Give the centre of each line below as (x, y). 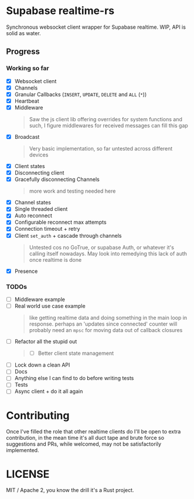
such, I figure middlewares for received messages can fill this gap (109, 125)
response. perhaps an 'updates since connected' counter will (103, 324)
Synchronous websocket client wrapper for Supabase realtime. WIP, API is (96, 27)
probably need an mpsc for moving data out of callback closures (106, 330)
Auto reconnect (33, 216)
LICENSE (28, 474)
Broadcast (27, 136)
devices (39, 155)
